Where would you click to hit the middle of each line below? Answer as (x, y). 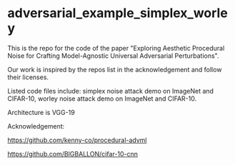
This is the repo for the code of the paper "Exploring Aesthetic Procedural (116, 48)
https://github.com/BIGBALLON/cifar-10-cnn (72, 154)
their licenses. (28, 77)
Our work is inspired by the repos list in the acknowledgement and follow (115, 69)
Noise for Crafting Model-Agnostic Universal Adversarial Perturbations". (113, 56)
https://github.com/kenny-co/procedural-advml (77, 140)
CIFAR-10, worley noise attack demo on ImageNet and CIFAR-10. (102, 99)
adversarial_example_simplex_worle (118, 13)
